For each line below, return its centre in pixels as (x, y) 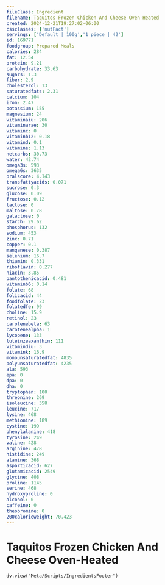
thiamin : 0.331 (26, 262)
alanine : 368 (23, 460)
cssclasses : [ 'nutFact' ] (38, 29)
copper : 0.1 (21, 245)
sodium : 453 (21, 233)
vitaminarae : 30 (27, 126)
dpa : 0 (15, 381)
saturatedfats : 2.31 (33, 92)
